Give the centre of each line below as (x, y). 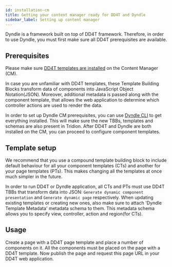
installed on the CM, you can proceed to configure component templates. (83, 132)
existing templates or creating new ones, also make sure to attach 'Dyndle (83, 203)
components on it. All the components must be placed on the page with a (83, 247)
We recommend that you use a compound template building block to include (86, 160)
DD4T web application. (30, 259)
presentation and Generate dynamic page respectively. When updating (80, 197)
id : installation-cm (27, 10)
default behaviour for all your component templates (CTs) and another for (83, 166)
